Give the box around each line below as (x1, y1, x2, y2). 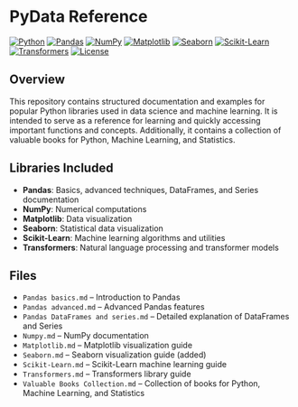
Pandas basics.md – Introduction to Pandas (22, 291, 181, 303)
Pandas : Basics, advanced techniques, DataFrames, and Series (22, 184, 259, 195)
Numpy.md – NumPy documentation (22, 330, 149, 341)
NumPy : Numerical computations (22, 203, 147, 214)
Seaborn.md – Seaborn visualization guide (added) (22, 349, 207, 360)
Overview (9, 72, 66, 88)
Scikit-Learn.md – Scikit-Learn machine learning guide (22, 359, 228, 370)
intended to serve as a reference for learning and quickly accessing (9, 115, 261, 125)
